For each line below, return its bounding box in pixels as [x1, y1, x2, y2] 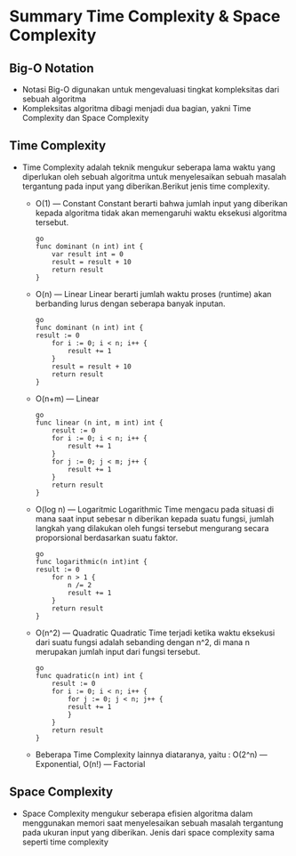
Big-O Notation [9, 61, 95, 76]
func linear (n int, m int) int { [35, 418, 164, 427]
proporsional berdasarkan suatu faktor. [35, 532, 179, 543]
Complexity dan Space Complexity [21, 113, 149, 123]
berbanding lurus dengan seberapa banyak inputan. [35, 298, 226, 309]
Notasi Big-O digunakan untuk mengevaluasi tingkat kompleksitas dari [21, 85, 280, 94]
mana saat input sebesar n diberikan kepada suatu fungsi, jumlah [35, 513, 274, 524]
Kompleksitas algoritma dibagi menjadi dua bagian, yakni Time [21, 103, 252, 113]
